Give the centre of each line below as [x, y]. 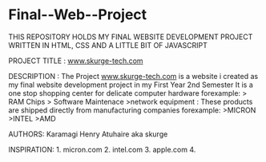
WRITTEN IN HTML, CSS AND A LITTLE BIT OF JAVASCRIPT [108, 45]
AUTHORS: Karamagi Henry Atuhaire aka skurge [88, 134]
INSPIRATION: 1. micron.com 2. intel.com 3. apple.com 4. [102, 149]
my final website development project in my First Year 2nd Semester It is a [131, 85]
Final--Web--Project [78, 15]
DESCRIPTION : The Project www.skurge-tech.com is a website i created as [133, 76]
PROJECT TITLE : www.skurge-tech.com [76, 61]
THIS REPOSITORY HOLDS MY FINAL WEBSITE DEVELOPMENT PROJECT [131, 37]
